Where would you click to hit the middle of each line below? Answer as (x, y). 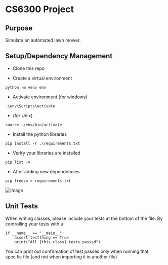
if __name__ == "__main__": (35, 233)
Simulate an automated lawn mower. (43, 40)
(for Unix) (23, 116)
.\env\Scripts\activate (30, 106)
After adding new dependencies (46, 171)
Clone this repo (28, 68)
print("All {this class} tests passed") (57, 242)
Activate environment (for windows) (50, 97)
